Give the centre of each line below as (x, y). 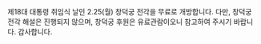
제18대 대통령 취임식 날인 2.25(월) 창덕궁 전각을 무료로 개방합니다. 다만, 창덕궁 (130, 12)
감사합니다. (35, 32)
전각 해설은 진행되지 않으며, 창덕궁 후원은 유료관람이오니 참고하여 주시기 (120, 22)
